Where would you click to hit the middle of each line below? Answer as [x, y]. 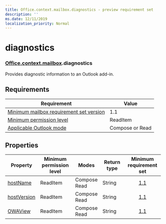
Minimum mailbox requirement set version [56, 112]
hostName [20, 183]
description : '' [22, 14]
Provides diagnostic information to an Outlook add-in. [60, 74]
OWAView [19, 211]
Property [21, 165]
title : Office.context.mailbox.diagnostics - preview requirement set [79, 10]
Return [112, 162]
